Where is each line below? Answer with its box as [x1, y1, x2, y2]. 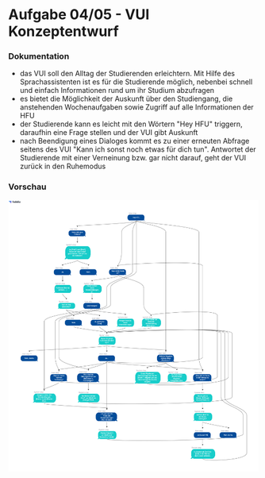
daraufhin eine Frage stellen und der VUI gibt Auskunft [19, 128, 198, 137]
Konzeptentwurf [8, 22, 119, 40]
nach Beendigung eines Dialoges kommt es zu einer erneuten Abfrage [19, 137, 250, 146]
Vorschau [8, 181, 47, 192]
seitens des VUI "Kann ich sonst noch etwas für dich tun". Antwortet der [19, 145, 256, 154]
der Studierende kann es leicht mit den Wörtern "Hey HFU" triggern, [19, 119, 244, 129]
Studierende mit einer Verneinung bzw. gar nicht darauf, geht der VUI [19, 153, 247, 163]
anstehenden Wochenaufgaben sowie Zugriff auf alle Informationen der [19, 102, 254, 112]
